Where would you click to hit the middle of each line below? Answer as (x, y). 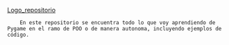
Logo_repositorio (32, 10)
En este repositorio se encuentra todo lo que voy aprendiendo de (118, 23)
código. (18, 35)
